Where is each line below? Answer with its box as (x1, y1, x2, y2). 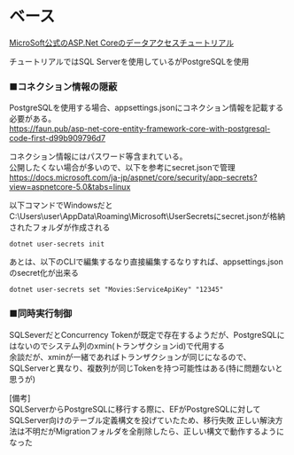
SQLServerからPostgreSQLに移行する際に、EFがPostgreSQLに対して (9, 404, 261, 414)
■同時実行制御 (9, 308, 73, 320)
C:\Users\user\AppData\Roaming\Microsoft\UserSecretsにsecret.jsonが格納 (9, 211, 286, 222)
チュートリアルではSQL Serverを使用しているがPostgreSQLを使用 (9, 56, 250, 67)
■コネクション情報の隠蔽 (9, 80, 118, 92)
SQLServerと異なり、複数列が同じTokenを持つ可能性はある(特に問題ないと (9, 363, 283, 373)
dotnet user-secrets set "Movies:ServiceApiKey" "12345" (9, 286, 224, 294)
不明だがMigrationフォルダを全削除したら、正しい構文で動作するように (24, 426, 285, 436)
